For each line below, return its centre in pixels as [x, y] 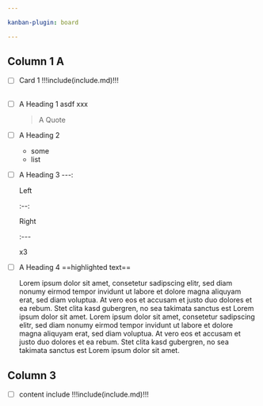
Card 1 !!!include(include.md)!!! [69, 81]
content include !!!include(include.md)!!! [84, 394]
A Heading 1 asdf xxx [53, 104]
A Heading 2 [39, 135]
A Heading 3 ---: [46, 175]
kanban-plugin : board [43, 22]
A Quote [52, 120]
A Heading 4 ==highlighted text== [75, 268]
